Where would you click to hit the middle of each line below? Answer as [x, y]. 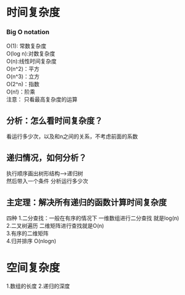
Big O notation [28, 32]
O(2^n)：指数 [23, 84]
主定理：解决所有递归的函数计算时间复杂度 [86, 202]
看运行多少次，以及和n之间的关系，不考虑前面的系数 [72, 137]
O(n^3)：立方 [23, 76]
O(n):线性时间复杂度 [31, 61]
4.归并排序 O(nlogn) [31, 241]
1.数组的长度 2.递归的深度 [38, 286]
